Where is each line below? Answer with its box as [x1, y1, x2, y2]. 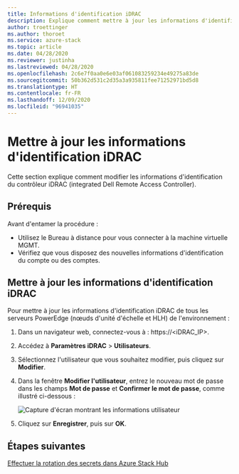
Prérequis [7, 201, 52, 213]
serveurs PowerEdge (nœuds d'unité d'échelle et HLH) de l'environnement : [7, 314, 230, 322]
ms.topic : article [7, 43, 62, 51]
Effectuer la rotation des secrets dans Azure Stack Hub [7, 459, 169, 468]
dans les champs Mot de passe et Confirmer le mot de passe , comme [17, 384, 225, 393]
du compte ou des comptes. [17, 256, 101, 264]
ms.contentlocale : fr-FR [7, 90, 81, 97]
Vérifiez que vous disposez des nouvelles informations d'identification [17, 248, 224, 257]
